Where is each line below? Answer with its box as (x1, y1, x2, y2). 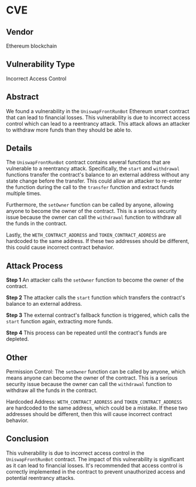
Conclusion (6, 434, 49, 444)
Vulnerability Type (6, 59, 75, 69)
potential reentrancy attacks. (6, 474, 75, 481)
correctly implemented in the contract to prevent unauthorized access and (6, 468, 185, 475)
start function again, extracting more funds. (6, 318, 113, 325)
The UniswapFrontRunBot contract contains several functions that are (6, 159, 171, 166)
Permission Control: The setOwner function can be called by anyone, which (6, 368, 186, 376)
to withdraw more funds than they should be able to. (6, 126, 133, 133)
